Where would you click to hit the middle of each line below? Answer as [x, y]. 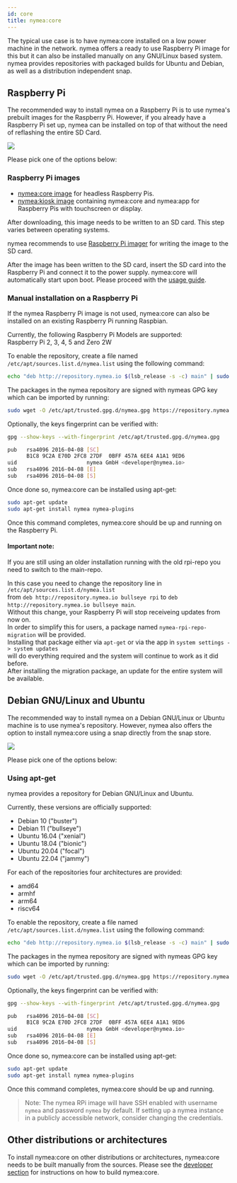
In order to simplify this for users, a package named [82, 627]
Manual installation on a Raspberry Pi [73, 298]
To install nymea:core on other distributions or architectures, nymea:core [114, 1157]
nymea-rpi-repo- [183, 627]
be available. [26, 678]
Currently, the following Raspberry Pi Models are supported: [95, 334]
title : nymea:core [34, 21]
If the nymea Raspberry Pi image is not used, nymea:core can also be [109, 313]
